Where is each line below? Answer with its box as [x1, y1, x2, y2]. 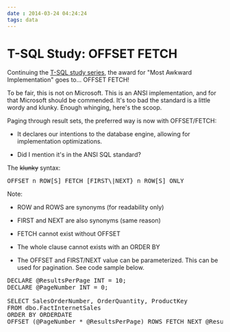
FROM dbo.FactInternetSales [7, 304, 101, 312]
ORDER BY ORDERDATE [7, 311, 73, 319]
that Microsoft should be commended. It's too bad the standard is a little [7, 97, 211, 105]
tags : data [7, 16, 38, 23]
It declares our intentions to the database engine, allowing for [16, 130, 190, 138]
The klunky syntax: [7, 164, 61, 172]
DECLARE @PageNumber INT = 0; [7, 283, 109, 292]
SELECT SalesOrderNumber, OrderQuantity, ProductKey [7, 297, 188, 305]
